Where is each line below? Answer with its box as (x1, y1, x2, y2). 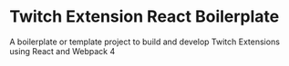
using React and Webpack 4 (9, 45, 116, 56)
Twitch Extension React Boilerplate (9, 6, 280, 27)
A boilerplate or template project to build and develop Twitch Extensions (9, 36, 281, 47)
